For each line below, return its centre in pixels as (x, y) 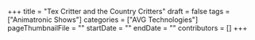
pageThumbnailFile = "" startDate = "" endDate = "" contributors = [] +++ (127, 28)
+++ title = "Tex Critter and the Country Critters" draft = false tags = (119, 11)
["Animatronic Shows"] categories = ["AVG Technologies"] (103, 20)
